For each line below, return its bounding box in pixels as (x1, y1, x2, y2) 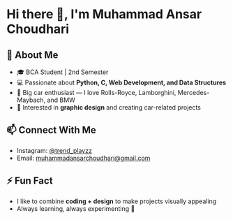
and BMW (47, 96, 76, 104)
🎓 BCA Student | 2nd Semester (16, 68, 109, 76)
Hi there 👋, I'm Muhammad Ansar (6, 6, 202, 22)
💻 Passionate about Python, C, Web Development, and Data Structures (16, 78, 227, 87)
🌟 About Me (6, 49, 59, 61)
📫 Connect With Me (6, 124, 97, 136)
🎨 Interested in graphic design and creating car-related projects (16, 103, 202, 111)
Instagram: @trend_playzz (16, 146, 92, 154)
